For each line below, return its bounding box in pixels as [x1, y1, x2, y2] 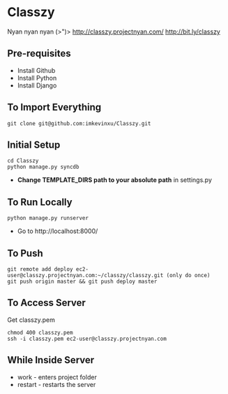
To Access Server [7, 297, 86, 309]
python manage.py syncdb [7, 164, 79, 171]
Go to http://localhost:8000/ [17, 227, 98, 235]
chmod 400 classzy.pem [7, 329, 73, 336]
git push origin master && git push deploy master [7, 278, 158, 285]
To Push [7, 247, 43, 259]
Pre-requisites [7, 48, 71, 59]
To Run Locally [7, 196, 73, 208]
